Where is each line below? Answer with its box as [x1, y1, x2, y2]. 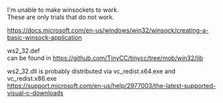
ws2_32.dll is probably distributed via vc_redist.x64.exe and [7, 68, 176, 75]
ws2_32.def [7, 47, 40, 55]
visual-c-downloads [7, 89, 64, 97]
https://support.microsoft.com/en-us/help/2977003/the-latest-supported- [7, 82, 216, 89]
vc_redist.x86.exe [7, 74, 57, 83]
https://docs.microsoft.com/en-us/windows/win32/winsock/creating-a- [7, 27, 209, 34]
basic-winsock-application [7, 33, 82, 42]
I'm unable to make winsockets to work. [7, 6, 119, 14]
